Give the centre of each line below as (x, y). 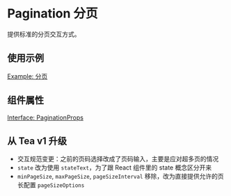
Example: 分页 (27, 76)
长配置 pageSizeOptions (51, 185)
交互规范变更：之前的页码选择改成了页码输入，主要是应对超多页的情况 (118, 159)
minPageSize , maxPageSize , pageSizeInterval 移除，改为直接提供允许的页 (120, 177)
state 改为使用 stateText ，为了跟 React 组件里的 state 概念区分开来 (114, 168)
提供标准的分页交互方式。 (44, 34)
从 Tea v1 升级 (37, 141)
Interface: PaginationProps (45, 117)
